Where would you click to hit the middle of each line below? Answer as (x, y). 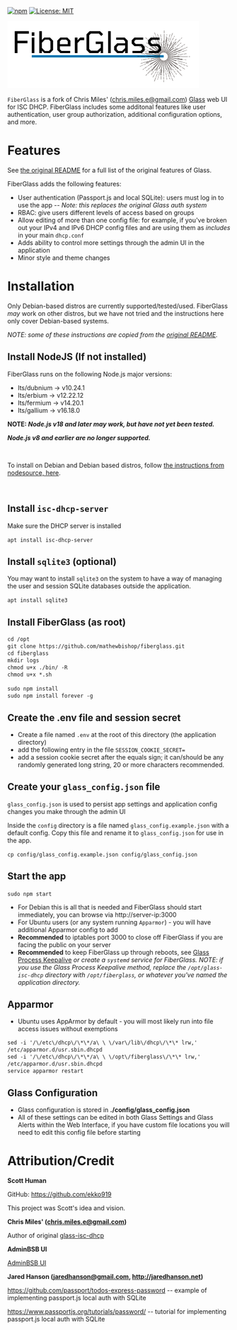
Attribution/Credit (61, 1161)
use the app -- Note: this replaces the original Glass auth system (112, 205)
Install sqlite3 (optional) (62, 562)
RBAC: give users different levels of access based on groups (106, 212)
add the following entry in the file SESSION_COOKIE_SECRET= (101, 750)
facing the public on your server (64, 944)
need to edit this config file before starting (79, 1133)
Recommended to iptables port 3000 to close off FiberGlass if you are (120, 937)
